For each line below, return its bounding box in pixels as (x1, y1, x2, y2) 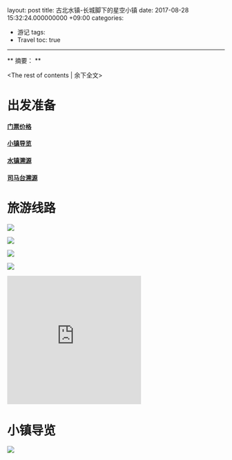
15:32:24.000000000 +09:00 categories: (7, 14, 124, 22)
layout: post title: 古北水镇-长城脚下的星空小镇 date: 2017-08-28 (7, 6, 189, 14)
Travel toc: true (17, 36, 61, 43)
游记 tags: (17, 28, 46, 36)
